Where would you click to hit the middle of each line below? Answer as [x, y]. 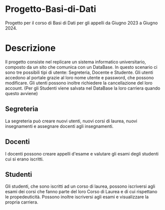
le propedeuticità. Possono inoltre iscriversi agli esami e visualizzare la [77, 197]
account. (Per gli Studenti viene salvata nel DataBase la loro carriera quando [83, 88]
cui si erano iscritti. [24, 159]
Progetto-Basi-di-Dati [51, 9]
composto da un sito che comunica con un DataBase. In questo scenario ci [81, 67]
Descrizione [30, 48]
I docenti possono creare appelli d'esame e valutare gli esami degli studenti [82, 154]
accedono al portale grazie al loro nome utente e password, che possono [80, 77]
